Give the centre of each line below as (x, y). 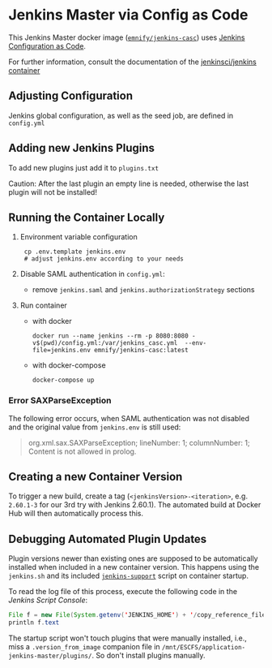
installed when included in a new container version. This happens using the (134, 567)
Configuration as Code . (47, 45)
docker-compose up (63, 380)
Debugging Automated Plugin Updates (108, 539)
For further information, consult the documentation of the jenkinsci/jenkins (133, 62)
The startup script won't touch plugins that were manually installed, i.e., (127, 638)
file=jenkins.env (62, 351)
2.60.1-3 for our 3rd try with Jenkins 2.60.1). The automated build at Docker (135, 505)
